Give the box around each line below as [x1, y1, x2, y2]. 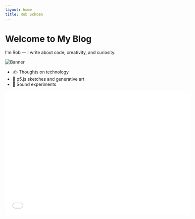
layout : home [5, 7, 32, 12]
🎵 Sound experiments [12, 81, 56, 87]
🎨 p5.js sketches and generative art [12, 76, 85, 82]
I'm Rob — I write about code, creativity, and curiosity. [5, 50, 116, 55]
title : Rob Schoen [5, 12, 43, 17]
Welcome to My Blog [5, 33, 92, 45]
